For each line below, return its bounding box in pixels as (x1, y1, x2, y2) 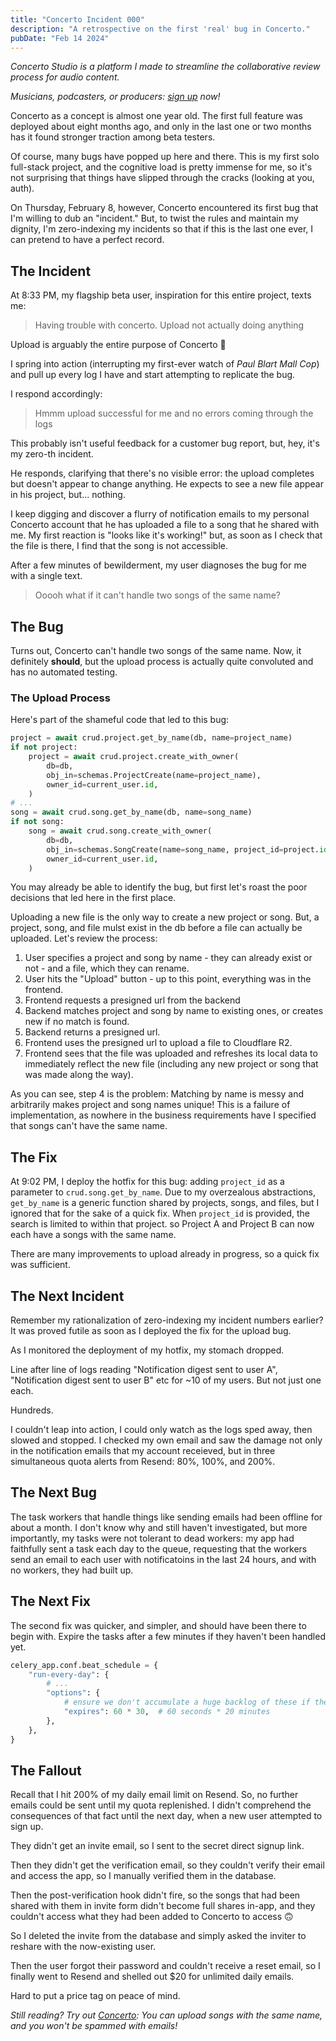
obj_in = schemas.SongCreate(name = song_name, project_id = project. (46, 844, 320, 855)
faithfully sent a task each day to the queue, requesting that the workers (10, 1542, 308, 1555)
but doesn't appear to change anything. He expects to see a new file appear (10, 478, 324, 490)
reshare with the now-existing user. (10, 1941, 157, 1953)
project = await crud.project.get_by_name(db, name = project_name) (10, 733, 293, 743)
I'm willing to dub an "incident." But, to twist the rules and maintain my (10, 212, 299, 225)
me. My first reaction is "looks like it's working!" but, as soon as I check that (10, 529, 323, 541)
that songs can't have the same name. (10, 1120, 168, 1132)
